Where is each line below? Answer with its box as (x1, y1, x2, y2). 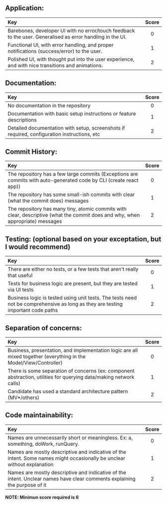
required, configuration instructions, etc (7, 130, 100, 137)
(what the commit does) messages (7, 198, 89, 204)
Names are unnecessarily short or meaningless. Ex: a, (7, 434, 133, 441)
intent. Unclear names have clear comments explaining (7, 475, 136, 482)
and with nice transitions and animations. (7, 62, 103, 69)
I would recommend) (5, 242, 71, 251)
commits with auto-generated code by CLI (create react (7, 177, 139, 184)
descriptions (7, 116, 37, 123)
